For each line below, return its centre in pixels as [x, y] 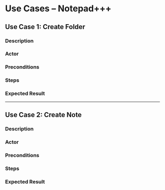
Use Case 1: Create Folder [45, 27]
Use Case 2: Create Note [43, 114]
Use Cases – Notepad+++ [58, 9]
